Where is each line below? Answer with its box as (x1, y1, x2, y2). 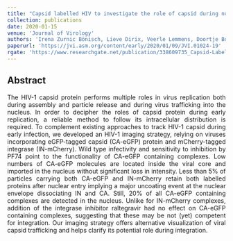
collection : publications (7, 17, 82, 24)
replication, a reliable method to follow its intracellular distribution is (7, 115, 226, 124)
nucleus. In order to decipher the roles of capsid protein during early (7, 108, 226, 116)
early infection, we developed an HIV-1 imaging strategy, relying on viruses (7, 130, 226, 138)
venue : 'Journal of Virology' (7, 29, 95, 37)
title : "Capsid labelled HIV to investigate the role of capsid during (7, 10, 218, 17)
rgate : (7, 49, 26, 56)
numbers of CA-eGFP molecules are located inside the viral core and (7, 159, 226, 167)
